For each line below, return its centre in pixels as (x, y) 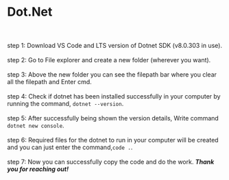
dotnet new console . (36, 125)
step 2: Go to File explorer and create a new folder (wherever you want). (109, 60)
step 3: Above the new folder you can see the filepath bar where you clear (112, 74)
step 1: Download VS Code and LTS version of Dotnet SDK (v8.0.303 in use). (115, 45)
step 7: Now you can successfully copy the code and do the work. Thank (111, 162)
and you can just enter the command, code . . (70, 147)
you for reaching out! (38, 169)
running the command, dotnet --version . (65, 103)
